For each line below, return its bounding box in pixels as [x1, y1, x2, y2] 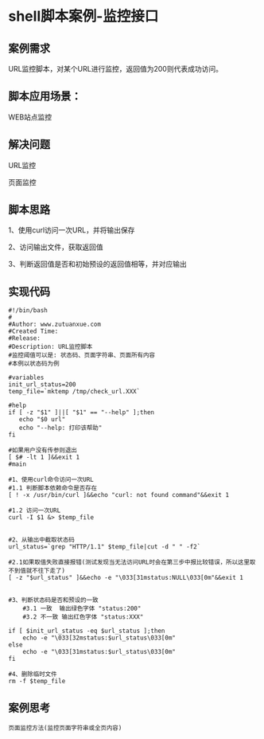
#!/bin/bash [8, 307, 48, 315]
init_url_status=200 [8, 381, 77, 389]
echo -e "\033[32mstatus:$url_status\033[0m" [22, 634, 177, 642]
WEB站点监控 [8, 112, 52, 122]
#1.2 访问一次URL [8, 506, 61, 514]
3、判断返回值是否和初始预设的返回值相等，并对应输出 [8, 260, 187, 269]
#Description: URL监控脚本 [8, 343, 93, 351]
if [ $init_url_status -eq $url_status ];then [8, 627, 165, 635]
